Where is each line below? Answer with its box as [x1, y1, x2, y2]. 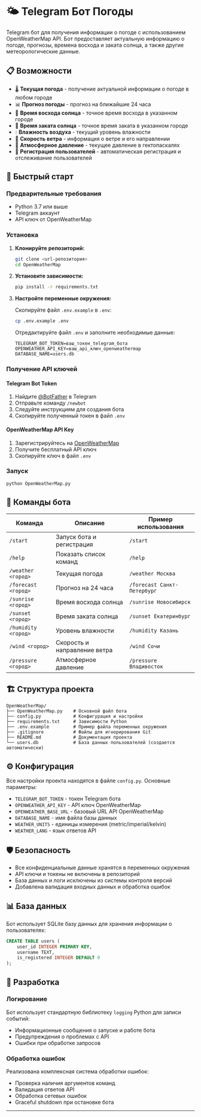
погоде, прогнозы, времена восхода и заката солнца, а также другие [6, 41, 184, 49]
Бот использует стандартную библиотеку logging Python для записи [6, 1008, 181, 1016]
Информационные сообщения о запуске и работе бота [14, 1026, 156, 1034]
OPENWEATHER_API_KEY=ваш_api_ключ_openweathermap [14, 346, 142, 352]
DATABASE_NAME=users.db [14, 351, 75, 357]
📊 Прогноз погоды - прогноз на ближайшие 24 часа [14, 100, 151, 108]
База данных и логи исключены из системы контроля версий [14, 877, 172, 884]
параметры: [6, 784, 37, 791]
